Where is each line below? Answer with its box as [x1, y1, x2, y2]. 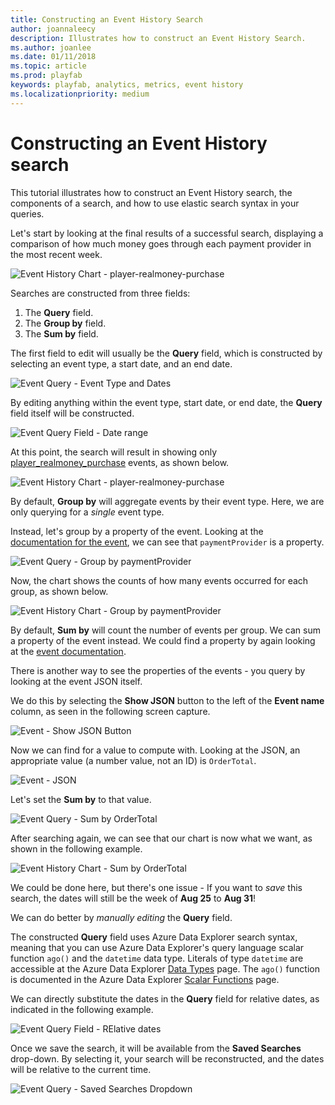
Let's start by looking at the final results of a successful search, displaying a [10, 227, 324, 239]
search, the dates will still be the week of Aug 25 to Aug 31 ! [10, 892, 257, 904]
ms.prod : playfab [10, 71, 83, 81]
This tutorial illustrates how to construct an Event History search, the [10, 186, 293, 198]
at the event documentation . [10, 645, 127, 657]
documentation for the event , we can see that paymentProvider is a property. [10, 536, 325, 548]
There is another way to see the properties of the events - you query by [10, 664, 306, 676]
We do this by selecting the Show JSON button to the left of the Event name [10, 694, 325, 706]
